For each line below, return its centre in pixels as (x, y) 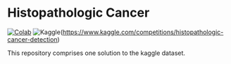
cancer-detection (32, 39)
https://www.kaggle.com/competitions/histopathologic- (143, 32)
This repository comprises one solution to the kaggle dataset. (96, 53)
